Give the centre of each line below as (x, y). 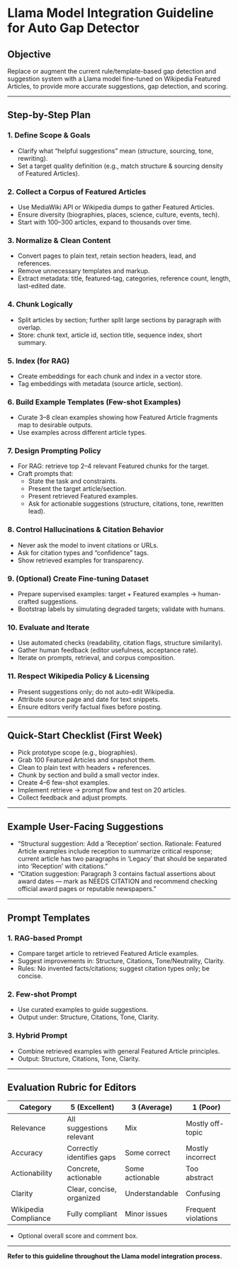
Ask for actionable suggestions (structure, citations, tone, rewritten (126, 504)
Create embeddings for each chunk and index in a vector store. (110, 376)
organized (84, 1198)
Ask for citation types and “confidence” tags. (83, 552)
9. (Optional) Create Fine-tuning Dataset (78, 579)
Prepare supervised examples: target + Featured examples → (107, 594)
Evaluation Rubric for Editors (72, 1087)
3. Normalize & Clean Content (59, 240)
